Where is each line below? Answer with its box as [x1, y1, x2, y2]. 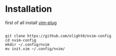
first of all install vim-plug [5, 20, 57, 26]
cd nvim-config [5, 38, 37, 43]
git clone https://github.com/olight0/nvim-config [5, 33, 112, 38]
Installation [5, 3, 52, 15]
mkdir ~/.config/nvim [5, 42, 50, 47]
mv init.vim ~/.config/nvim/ [5, 46, 65, 51]
